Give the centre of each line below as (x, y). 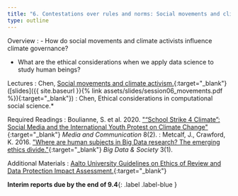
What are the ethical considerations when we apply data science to (115, 62)
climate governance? (38, 48)
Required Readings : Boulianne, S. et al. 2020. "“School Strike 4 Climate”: (114, 119)
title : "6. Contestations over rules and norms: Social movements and (114, 14)
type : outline (28, 21)
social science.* (31, 105)
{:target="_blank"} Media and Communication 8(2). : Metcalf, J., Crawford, (117, 134)
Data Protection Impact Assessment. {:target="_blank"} (87, 171)
